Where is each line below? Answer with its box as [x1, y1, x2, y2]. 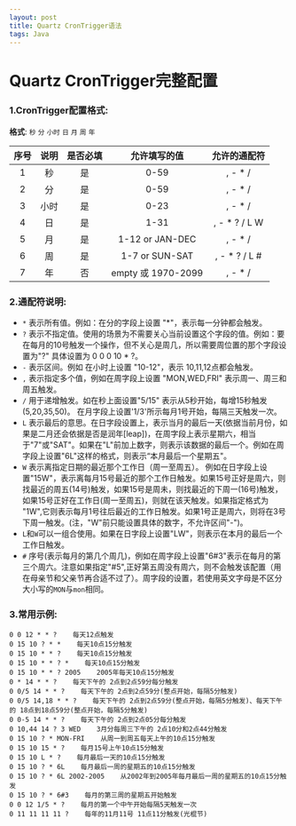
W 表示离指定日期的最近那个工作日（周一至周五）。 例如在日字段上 [21, 462, 260, 473]
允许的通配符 [211, 149, 266, 162]
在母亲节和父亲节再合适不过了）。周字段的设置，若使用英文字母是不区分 [21, 573, 283, 584]
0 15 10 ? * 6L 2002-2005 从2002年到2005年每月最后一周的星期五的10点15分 [9, 772, 281, 782]
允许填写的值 [129, 149, 184, 162]
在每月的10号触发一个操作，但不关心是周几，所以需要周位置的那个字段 [21, 339, 279, 351]
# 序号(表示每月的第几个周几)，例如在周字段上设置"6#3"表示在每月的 [21, 551, 274, 561]
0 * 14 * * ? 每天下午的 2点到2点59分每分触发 [9, 678, 179, 687]
